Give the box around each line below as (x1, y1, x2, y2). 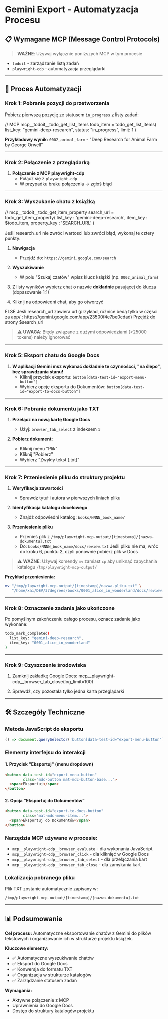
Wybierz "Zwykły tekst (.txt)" (19, 456, 80, 463)
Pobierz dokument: (12, 436, 53, 442)
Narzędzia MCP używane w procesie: (5, 834, 98, 841)
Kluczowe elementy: (5, 945, 49, 951)
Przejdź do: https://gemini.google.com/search (19, 255, 116, 261)
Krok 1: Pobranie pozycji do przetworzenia (5, 100, 110, 107)
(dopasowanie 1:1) (12, 289, 50, 295)
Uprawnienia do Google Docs (12, 1003, 73, 1009)
